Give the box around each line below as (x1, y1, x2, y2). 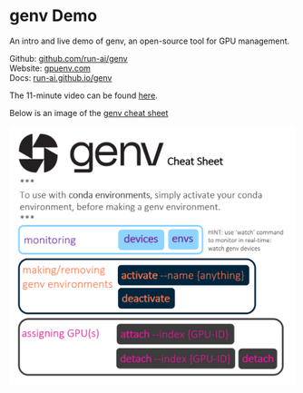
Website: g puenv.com (9, 63, 91, 74)
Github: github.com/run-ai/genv (9, 53, 129, 64)
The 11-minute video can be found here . (9, 90, 159, 101)
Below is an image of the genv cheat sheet (9, 107, 169, 118)
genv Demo (9, 5, 98, 26)
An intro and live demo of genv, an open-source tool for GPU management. (9, 35, 290, 46)
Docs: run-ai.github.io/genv (9, 72, 112, 83)
